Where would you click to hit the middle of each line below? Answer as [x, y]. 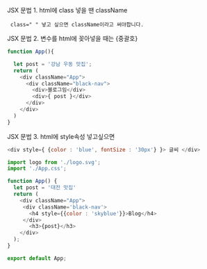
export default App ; [37, 258]
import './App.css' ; [37, 169]
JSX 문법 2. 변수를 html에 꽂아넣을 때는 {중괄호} [73, 38]
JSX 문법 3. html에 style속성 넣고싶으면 [61, 136]
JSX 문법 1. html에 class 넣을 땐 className [67, 10]
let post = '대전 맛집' [45, 188]
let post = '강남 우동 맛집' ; [53, 64]
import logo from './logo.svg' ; [54, 162]
